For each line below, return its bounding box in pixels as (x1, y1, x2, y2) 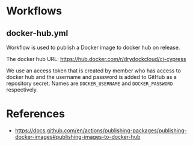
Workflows (6, 4, 62, 18)
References (6, 107, 65, 121)
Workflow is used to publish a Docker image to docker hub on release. (6, 44, 180, 51)
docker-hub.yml (6, 28, 69, 38)
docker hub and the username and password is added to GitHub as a (6, 74, 177, 80)
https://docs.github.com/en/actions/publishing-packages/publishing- (14, 127, 187, 134)
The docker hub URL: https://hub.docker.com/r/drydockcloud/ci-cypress (6, 56, 186, 62)
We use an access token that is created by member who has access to (6, 67, 182, 74)
